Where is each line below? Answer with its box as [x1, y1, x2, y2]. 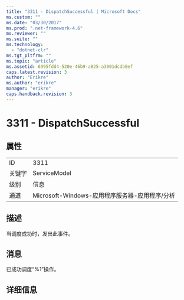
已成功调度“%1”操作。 [6, 266, 60, 273]
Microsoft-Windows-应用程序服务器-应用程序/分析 [32, 191, 176, 200]
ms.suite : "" [6, 36, 38, 42]
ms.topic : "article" [6, 58, 57, 64]
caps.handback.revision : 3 [6, 91, 73, 97]
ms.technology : [6, 42, 44, 48]
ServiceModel [32, 169, 72, 177]
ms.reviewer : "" [6, 31, 46, 37]
